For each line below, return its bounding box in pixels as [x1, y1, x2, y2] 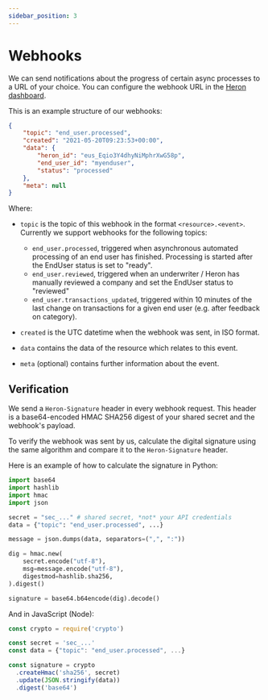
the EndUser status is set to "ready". [31, 260, 153, 270]
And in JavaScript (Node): [8, 609, 95, 619]
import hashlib [8, 484, 60, 492]
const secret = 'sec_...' [8, 639, 95, 648]
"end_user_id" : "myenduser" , [37, 159, 135, 167]
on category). [31, 312, 78, 322]
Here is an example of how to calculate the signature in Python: [8, 460, 219, 470]
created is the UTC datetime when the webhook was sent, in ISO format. [19, 327, 260, 337]
